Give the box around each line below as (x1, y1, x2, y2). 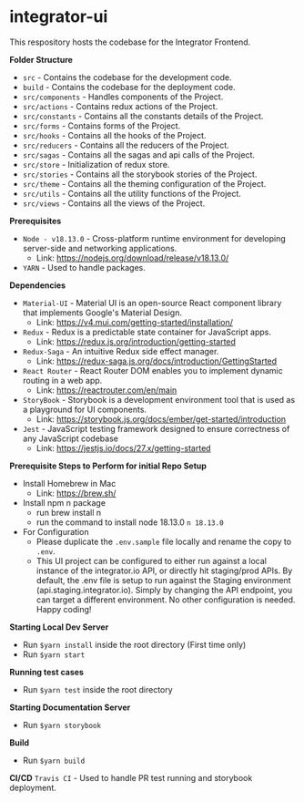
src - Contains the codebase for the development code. (22, 71, 232, 83)
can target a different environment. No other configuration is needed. (35, 594, 296, 605)
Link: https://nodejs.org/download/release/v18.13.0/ (35, 252, 229, 263)
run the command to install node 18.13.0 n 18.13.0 (35, 517, 225, 528)
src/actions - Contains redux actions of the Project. (22, 100, 218, 111)
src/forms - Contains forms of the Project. (22, 120, 181, 131)
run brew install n (35, 507, 102, 518)
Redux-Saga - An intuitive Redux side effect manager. (22, 345, 219, 356)
